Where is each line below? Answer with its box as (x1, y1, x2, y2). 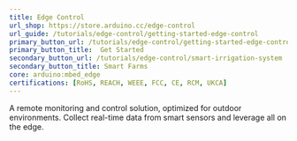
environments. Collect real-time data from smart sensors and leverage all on (9, 112, 287, 122)
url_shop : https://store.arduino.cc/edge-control (9, 21, 196, 30)
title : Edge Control (9, 12, 86, 22)
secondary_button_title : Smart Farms (9, 63, 148, 71)
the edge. (9, 121, 44, 132)
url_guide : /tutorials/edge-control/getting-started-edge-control (9, 29, 259, 38)
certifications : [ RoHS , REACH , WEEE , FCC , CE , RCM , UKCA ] (9, 78, 227, 87)
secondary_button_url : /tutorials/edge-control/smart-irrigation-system (9, 54, 283, 63)
